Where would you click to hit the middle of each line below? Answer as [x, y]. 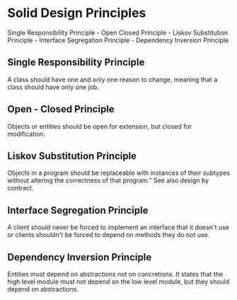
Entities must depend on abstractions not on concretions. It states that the [115, 274]
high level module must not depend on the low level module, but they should [118, 282]
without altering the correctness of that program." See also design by [108, 180]
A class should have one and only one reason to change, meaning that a [112, 79]
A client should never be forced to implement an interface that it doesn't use [118, 227]
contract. [21, 188]
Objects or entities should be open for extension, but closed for [100, 126]
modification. [27, 134]
